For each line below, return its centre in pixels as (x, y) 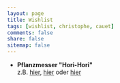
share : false (26, 39)
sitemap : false (29, 45)
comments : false (30, 33)
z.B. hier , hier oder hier (49, 72)
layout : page (26, 13)
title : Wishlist (30, 20)
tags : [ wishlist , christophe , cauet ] (61, 26)
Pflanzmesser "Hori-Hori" (55, 65)
